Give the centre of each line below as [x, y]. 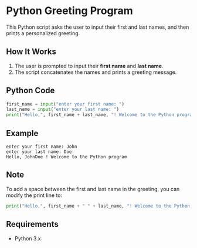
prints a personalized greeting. [43, 33]
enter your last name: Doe [39, 152]
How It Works [31, 52]
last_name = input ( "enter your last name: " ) [62, 110]
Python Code [30, 91]
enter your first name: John [42, 147]
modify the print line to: [34, 195]
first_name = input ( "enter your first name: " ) [65, 104]
